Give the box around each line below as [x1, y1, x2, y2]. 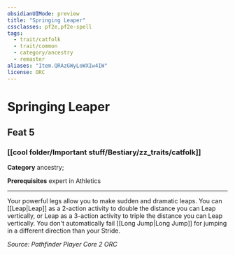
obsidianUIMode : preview [7, 10, 80, 17]
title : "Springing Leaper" [7, 17, 86, 24]
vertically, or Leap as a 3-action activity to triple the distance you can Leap [7, 212, 223, 220]
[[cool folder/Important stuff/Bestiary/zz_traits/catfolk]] [7, 147, 201, 157]
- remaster [13, 56, 45, 63]
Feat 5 [7, 126, 35, 138]
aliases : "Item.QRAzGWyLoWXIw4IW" [7, 62, 108, 69]
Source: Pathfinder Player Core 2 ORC [7, 240, 117, 249]
